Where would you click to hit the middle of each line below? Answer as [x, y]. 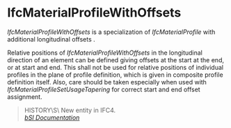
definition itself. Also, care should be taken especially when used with [107, 82]
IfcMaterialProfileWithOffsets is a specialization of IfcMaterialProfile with [111, 32]
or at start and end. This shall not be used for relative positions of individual [115, 67]
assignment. [25, 97]
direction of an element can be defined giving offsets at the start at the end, [116, 60]
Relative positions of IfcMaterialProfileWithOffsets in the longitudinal [105, 53]
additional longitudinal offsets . [51, 39]
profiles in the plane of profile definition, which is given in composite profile [115, 75]
